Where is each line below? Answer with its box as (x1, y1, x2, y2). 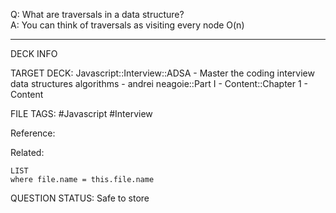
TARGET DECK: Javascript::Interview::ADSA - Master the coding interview (10, 67, 315, 79)
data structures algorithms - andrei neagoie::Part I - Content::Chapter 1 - (10, 78, 309, 89)
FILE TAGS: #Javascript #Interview (10, 108, 153, 119)
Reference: (10, 127, 56, 139)
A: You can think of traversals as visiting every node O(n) (10, 19, 245, 31)
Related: (10, 147, 45, 158)
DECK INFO (10, 48, 58, 59)
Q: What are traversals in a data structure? (10, 9, 185, 20)
